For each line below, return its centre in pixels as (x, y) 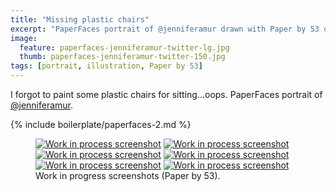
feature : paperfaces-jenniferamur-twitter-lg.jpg (124, 47)
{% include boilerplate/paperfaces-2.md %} (101, 124)
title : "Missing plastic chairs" (80, 19)
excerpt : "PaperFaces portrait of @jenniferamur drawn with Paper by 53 (165, 29)
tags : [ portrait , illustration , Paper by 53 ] (106, 66)
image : (24, 38)
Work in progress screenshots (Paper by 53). (128, 175)
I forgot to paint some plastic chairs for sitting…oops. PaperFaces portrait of (166, 94)
